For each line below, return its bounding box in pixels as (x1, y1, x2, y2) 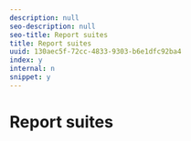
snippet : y (9, 73, 51, 82)
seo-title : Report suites (9, 30, 108, 39)
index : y (9, 55, 43, 65)
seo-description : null (9, 22, 96, 31)
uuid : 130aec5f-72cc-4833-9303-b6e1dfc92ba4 (9, 47, 182, 56)
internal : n (9, 65, 55, 74)
